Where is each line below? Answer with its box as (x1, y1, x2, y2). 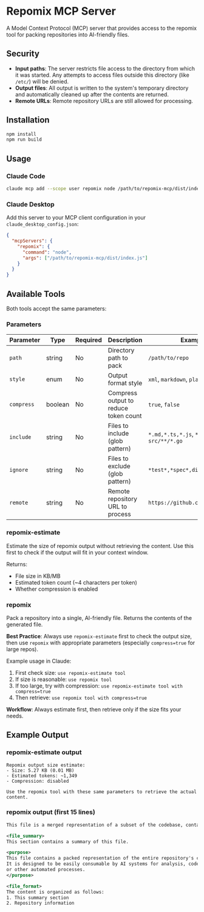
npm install (6, 131, 36, 137)
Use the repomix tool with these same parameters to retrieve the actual (6, 788, 197, 795)
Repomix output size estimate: (6, 762, 86, 768)
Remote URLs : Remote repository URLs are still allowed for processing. (15, 97, 193, 104)
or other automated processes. (6, 867, 86, 873)
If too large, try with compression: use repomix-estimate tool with (15, 682, 183, 689)
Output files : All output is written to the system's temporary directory (15, 84, 189, 91)
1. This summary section (6, 894, 69, 900)
